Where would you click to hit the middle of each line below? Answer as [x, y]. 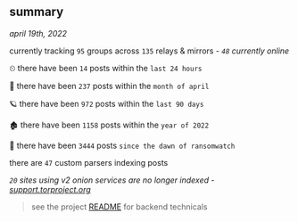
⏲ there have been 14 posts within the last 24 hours [106, 68]
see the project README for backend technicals [119, 207]
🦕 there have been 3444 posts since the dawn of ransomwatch [122, 145]
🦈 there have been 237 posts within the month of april [109, 86]
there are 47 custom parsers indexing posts [89, 162]
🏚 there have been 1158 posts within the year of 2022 [109, 125]
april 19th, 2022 [38, 33]
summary [37, 12]
